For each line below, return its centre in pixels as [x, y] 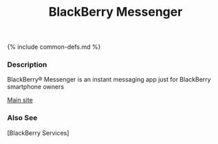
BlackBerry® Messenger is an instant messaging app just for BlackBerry [109, 80]
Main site [20, 100]
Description [27, 64]
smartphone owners [35, 87]
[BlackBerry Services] [38, 133]
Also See [22, 118]
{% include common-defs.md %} [54, 47]
